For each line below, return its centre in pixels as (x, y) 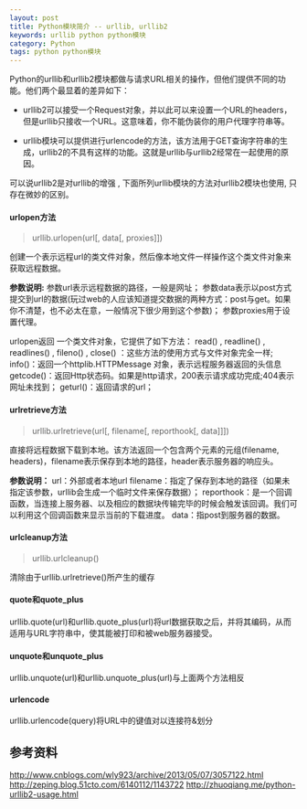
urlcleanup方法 (39, 538)
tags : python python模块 (55, 52)
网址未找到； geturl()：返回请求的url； (81, 387)
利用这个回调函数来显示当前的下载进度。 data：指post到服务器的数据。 (151, 515)
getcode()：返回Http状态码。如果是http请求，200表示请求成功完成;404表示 (152, 376)
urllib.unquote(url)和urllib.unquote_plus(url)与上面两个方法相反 (127, 678)
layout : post (34, 18)
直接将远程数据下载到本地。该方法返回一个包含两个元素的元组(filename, (144, 450)
